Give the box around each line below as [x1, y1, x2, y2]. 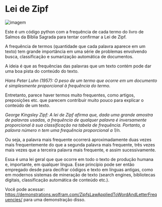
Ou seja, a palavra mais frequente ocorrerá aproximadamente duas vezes [5, 137, 152, 143]
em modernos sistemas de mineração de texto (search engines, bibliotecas [5, 172, 156, 177]
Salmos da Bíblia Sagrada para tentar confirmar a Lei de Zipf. [5, 34, 127, 40]
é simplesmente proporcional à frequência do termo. [5, 82, 111, 88]
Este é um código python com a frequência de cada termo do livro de [5, 29, 144, 34]
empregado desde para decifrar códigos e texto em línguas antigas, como [5, 166, 153, 173]
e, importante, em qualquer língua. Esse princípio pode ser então [5, 161, 135, 167]
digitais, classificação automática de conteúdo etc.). [5, 177, 110, 183]
